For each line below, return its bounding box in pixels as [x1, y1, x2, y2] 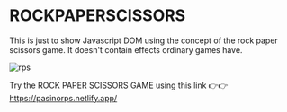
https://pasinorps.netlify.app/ [9, 92, 118, 103]
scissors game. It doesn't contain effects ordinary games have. [9, 44, 243, 55]
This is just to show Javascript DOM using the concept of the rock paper [9, 35, 279, 46]
